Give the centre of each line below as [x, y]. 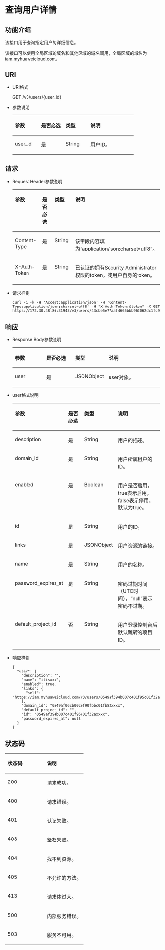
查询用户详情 [31, 10]
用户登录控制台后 [137, 625]
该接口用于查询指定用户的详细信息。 [42, 42]
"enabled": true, [39, 684]
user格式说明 [25, 395]
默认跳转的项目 [135, 633]
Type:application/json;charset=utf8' [51, 307]
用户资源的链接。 [137, 546]
